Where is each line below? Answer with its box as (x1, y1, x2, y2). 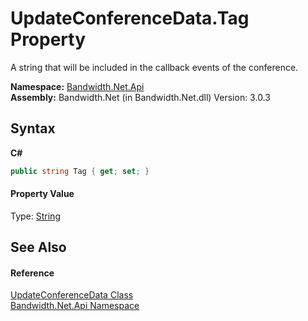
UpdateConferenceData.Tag (10, 7, 250, 30)
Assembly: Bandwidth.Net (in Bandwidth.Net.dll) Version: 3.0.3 (10, 91, 271, 103)
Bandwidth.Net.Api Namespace (10, 300, 140, 312)
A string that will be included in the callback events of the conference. (10, 61, 299, 73)
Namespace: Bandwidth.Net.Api (10, 80, 145, 92)
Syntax (10, 120, 56, 137)
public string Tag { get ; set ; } (10, 166, 150, 176)
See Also (10, 239, 67, 256)
